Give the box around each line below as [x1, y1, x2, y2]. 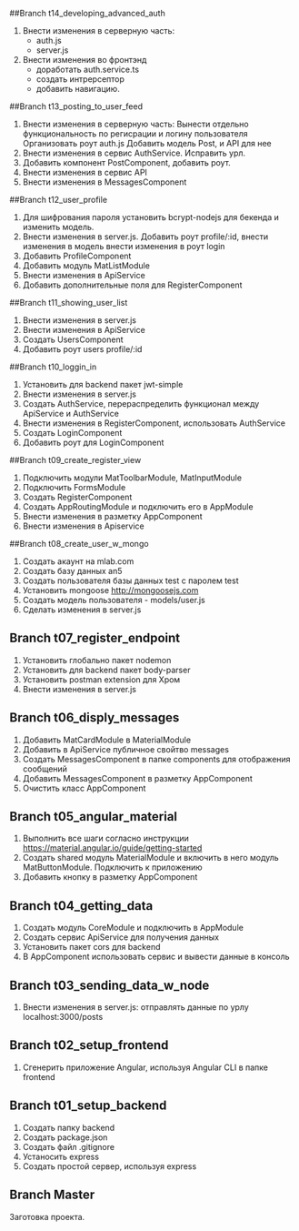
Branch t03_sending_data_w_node [9, 977, 210, 993]
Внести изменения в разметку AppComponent [22, 511, 203, 521]
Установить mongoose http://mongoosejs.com [22, 585, 199, 595]
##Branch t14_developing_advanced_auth [9, 8, 165, 18]
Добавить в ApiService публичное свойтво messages [22, 743, 230, 754]
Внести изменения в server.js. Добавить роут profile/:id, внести [22, 231, 269, 242]
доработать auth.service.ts [35, 64, 139, 75]
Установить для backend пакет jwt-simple [22, 379, 184, 389]
